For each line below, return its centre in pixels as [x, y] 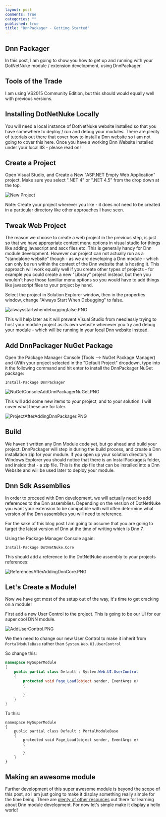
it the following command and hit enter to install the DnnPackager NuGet [79, 368]
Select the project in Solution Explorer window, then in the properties [75, 295]
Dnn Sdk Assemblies [38, 486]
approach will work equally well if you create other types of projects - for [80, 270]
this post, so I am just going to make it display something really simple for [80, 794]
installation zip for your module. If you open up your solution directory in [79, 454]
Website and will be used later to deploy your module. [60, 470]
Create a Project [30, 163]
